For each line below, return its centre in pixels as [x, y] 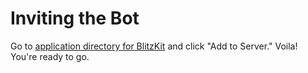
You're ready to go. [50, 56]
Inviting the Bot [75, 18]
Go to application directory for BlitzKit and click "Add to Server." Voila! [154, 46]
